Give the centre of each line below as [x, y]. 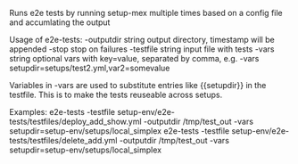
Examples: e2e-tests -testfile [62, 112]
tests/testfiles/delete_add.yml [63, 140]
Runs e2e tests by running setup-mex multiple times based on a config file [146, 13]
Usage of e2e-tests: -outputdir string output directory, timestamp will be [142, 40]
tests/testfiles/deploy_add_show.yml [75, 121]
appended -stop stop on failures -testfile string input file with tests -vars [142, 49]
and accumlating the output [60, 22]
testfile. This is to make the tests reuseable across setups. [116, 94]
